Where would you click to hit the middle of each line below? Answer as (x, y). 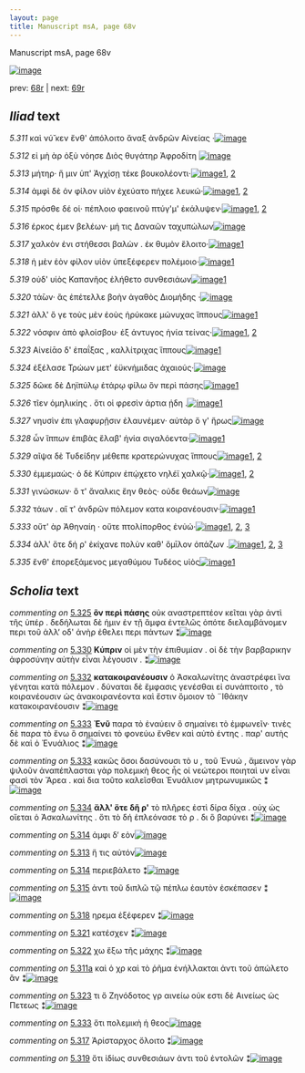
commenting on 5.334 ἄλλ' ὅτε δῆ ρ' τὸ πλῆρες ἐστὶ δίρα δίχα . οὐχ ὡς (145, 808)
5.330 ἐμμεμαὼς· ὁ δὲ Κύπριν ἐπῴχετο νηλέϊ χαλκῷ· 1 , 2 (132, 474)
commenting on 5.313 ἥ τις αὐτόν (72, 852)
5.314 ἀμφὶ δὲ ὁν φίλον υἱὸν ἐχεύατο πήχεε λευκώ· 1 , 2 (129, 191)
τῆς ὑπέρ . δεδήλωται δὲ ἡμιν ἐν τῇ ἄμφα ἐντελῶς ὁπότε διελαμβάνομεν (148, 623)
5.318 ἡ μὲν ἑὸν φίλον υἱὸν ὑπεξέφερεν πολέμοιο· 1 (122, 262)
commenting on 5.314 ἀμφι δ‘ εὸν (72, 835)
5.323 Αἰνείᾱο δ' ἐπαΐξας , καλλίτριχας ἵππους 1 (116, 350)
